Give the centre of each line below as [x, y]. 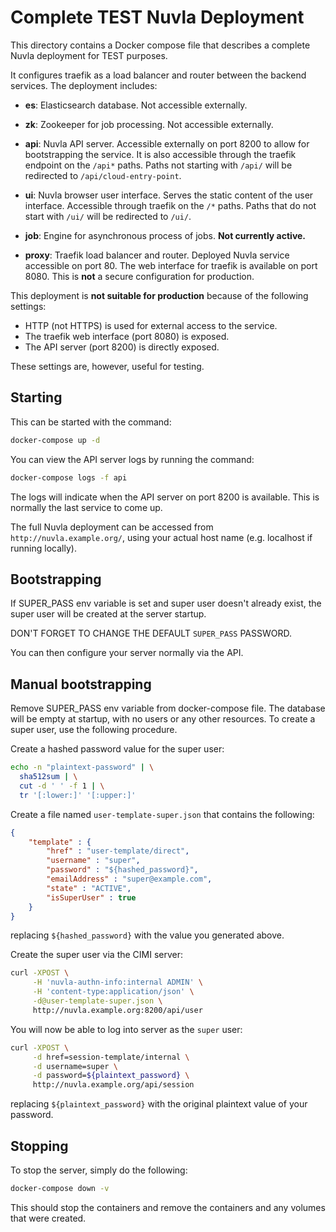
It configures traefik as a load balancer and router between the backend [158, 75]
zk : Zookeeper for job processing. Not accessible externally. [149, 124]
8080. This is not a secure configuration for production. [139, 276]
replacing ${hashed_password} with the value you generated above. [147, 935]
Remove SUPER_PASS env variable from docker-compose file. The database [168, 708]
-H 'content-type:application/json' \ [113, 992]
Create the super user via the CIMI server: [97, 955]
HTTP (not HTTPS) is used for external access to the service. [151, 325]
